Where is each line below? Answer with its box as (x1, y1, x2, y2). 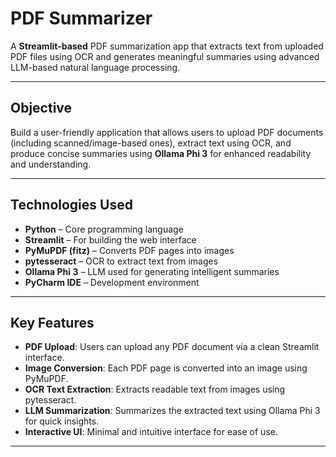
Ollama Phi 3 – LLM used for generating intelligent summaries (24, 265, 280, 277)
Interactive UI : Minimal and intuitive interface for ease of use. (24, 426, 278, 438)
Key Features (10, 314, 95, 331)
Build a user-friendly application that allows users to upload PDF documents (10, 126, 324, 138)
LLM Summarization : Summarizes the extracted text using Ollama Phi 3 (24, 405, 321, 417)
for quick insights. (24, 415, 100, 427)
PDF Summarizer (10, 7, 153, 30)
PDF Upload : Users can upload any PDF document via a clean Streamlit (24, 341, 320, 353)
